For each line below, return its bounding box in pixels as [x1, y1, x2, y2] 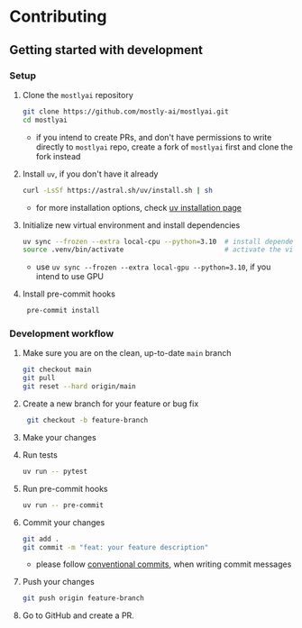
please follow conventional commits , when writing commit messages [35, 559, 292, 569]
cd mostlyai [22, 115, 68, 124]
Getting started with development [9, 42, 204, 58]
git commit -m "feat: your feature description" [22, 542, 209, 551]
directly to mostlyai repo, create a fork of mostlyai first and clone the [35, 141, 293, 152]
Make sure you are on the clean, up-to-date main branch [22, 348, 232, 359]
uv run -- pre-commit [22, 500, 104, 510]
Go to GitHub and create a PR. [22, 610, 135, 621]
